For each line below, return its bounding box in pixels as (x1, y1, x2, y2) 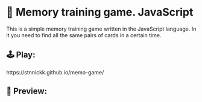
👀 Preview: (6, 86, 47, 97)
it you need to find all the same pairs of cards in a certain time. (6, 31, 162, 38)
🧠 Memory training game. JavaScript (6, 5, 194, 19)
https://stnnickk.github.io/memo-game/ (6, 68, 104, 76)
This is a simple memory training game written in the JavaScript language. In (6, 25, 197, 32)
